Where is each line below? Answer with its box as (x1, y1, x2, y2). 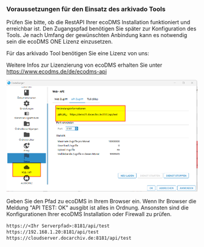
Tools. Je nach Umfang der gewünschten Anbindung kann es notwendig (6, 32, 188, 39)
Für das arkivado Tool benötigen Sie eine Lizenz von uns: (6, 50, 149, 57)
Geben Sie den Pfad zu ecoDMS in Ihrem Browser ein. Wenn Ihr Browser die (6, 197, 197, 205)
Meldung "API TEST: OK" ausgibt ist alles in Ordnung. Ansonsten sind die (6, 204, 189, 211)
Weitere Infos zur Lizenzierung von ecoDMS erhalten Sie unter (6, 61, 163, 69)
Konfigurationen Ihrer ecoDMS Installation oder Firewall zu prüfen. (6, 210, 172, 217)
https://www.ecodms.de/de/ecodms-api (6, 68, 107, 75)
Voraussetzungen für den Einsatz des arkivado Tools (6, 5, 166, 13)
